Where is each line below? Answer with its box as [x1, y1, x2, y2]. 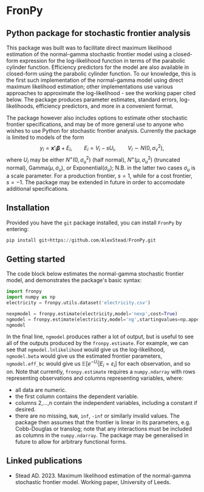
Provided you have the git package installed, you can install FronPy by [6, 219, 182, 226]
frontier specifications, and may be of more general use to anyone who [6, 121, 184, 128]
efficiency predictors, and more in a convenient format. [36, 102, 174, 110]
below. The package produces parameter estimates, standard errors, [6, 96, 178, 103]
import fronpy [6, 288, 42, 294]
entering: [6, 225, 29, 232]
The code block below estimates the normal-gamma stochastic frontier [6, 270, 184, 277]
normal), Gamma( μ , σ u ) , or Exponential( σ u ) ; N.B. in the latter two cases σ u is [6, 164, 195, 173]
